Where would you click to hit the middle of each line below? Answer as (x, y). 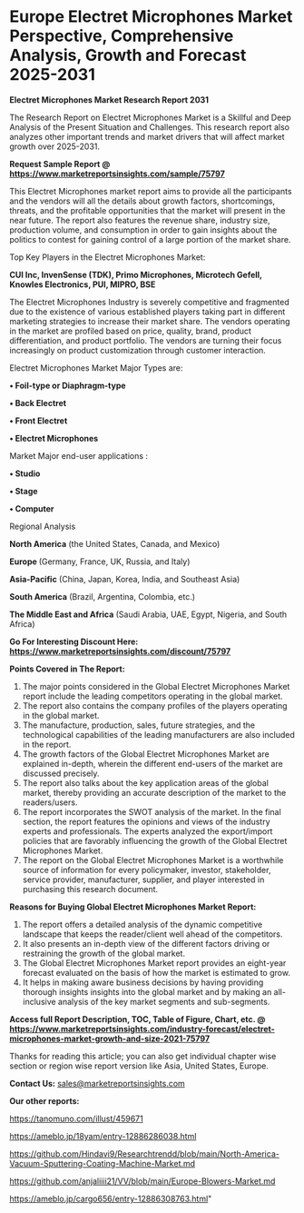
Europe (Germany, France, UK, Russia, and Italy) (100, 562)
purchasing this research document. (90, 889)
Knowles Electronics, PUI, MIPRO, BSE (83, 284)
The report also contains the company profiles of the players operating (155, 705)
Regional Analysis (43, 526)
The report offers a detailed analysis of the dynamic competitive (142, 924)
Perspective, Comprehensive (122, 36)
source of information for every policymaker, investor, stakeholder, (147, 870)
